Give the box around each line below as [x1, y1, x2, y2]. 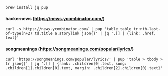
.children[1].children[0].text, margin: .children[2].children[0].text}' [5, 66, 163, 71]
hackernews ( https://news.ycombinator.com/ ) [5, 15, 105, 21]
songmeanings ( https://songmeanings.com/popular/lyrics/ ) [5, 46, 134, 52]
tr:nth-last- [133, 27, 161, 32]
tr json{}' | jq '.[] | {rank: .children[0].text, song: [5, 61, 127, 66]
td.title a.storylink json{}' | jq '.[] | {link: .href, [34, 31, 156, 36]
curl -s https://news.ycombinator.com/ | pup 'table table [5, 27, 132, 32]
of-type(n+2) [5, 31, 33, 36]
